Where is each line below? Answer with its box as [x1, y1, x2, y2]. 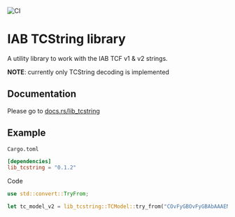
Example [7, 127, 46, 139]
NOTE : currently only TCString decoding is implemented [7, 67, 170, 76]
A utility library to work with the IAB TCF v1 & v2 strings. [7, 54, 168, 62]
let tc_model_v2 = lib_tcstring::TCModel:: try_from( [7, 203, 164, 210]
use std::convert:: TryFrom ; [7, 190, 90, 197]
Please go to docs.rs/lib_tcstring [7, 106, 100, 115]
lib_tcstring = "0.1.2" [7, 164, 77, 171]
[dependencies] [7, 157, 52, 164]
